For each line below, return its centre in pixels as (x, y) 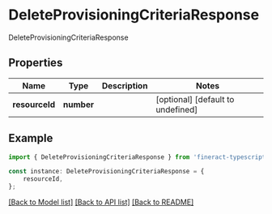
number (79, 105)
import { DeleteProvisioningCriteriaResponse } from (99, 157)
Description (125, 85)
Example (31, 138)
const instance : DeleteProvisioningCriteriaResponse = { (106, 172)
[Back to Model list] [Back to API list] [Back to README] (101, 202)
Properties (36, 63)
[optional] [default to (195, 99)
